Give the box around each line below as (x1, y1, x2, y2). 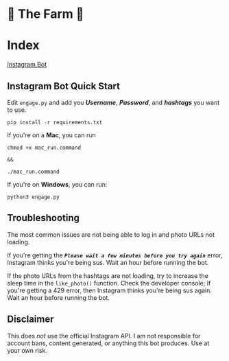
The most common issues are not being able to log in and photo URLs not (7, 230, 215, 239)
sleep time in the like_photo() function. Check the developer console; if (7, 279, 211, 287)
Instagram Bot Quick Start (7, 80, 120, 92)
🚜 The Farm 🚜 (7, 6, 84, 22)
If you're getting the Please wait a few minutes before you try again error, (7, 251, 223, 259)
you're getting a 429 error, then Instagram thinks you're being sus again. (7, 286, 213, 294)
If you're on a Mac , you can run (7, 130, 96, 139)
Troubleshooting (7, 212, 80, 224)
